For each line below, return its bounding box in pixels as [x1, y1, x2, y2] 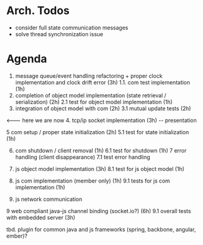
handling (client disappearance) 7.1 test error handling [15, 153, 151, 160]
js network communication [15, 195, 83, 203]
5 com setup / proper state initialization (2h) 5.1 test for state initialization [6, 128, 190, 135]
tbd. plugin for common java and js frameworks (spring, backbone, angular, [6, 225, 196, 233]
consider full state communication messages [15, 24, 128, 31]
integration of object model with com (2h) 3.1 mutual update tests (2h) [15, 105, 191, 112]
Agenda [6, 52, 47, 66]
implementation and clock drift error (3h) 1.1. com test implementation [15, 78, 191, 86]
